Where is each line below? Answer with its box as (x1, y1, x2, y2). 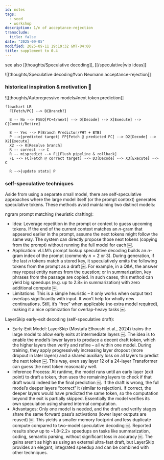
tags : (5, 12, 16, 17)
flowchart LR (5, 104, 32, 109)
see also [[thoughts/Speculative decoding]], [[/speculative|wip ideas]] (5, 62, 147, 68)
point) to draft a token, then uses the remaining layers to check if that (12, 374, 152, 380)
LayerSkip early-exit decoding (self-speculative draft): (5, 316, 115, 322)
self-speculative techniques (5, 180, 74, 187)
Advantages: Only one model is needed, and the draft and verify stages (12, 406, 157, 412)
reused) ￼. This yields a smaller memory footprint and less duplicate (12, 417, 152, 423)
